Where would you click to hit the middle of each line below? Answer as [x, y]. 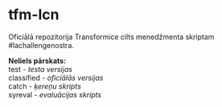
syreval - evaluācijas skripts [55, 94]
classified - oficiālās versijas [56, 77]
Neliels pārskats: [37, 61]
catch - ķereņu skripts [45, 86]
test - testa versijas [40, 69]
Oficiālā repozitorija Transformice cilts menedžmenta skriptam [111, 37]
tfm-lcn [34, 15]
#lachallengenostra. [41, 45]
